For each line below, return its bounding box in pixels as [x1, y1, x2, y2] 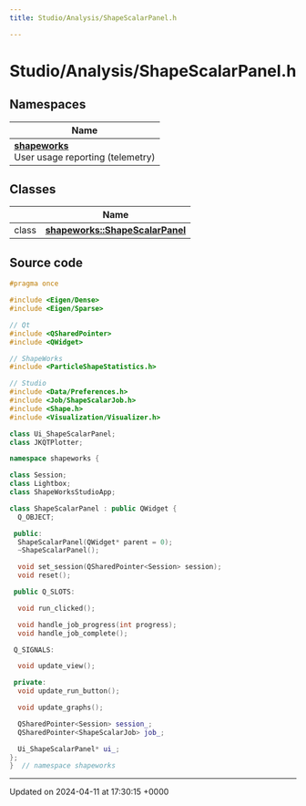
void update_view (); [17, 662, 96, 671]
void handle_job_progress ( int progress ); [17, 620, 178, 629]
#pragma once [9, 279, 59, 288]
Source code [9, 254, 84, 270]
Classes [9, 181, 56, 197]
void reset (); [17, 571, 71, 580]
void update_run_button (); [17, 687, 120, 696]
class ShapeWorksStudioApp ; [9, 488, 117, 497]
